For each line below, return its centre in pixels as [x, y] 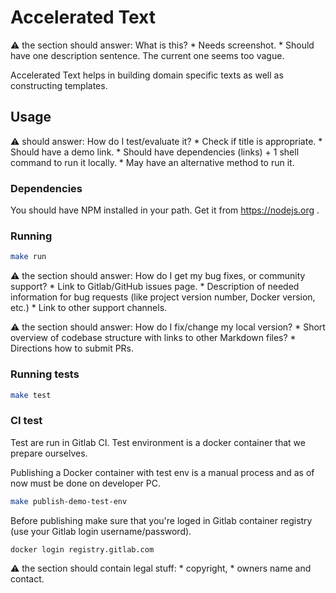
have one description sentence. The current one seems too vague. [147, 55]
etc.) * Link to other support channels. [89, 308]
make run [28, 257]
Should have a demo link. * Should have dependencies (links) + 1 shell [155, 152]
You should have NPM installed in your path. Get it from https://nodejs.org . [165, 210]
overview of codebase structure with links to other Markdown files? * [153, 338]
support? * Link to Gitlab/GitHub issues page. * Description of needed [155, 287]
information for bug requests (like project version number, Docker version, [163, 297]
